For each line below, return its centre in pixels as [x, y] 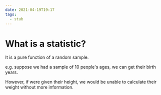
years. [12, 72]
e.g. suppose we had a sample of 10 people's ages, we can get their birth [81, 67]
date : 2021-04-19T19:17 [30, 10]
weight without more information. [39, 87]
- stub [16, 19]
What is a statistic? [46, 44]
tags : [11, 14]
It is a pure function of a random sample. [47, 57]
